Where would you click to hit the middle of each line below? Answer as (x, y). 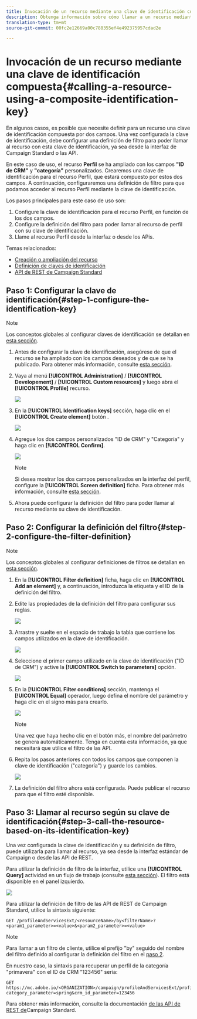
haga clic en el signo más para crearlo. (61, 702)
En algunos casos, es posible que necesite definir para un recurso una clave (98, 128)
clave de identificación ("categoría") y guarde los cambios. (86, 765)
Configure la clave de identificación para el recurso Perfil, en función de (101, 212)
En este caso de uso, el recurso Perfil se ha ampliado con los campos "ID (95, 164)
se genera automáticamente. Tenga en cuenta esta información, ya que (101, 742)
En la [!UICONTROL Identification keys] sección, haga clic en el (92, 410)
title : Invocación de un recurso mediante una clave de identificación (95, 11)
